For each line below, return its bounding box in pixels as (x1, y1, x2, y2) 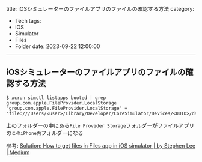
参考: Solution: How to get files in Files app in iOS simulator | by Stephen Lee (6, 142, 196, 149)
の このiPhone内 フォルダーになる (6, 129, 84, 136)
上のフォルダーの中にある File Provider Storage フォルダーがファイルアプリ (6, 122, 195, 129)
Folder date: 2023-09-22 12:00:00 (14, 43, 100, 50)
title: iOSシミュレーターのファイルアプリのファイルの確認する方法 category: (6, 5, 194, 12)
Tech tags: (14, 17, 41, 24)
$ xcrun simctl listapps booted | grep (6, 95, 106, 101)
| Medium (6, 149, 30, 156)
